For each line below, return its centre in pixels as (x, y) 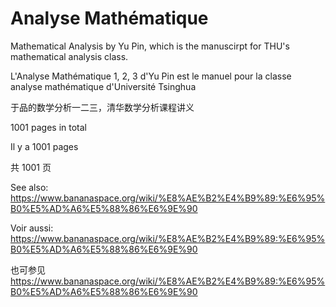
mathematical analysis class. (69, 56)
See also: (29, 187)
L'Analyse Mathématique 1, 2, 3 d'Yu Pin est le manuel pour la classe (151, 76)
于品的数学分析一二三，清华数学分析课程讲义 (102, 107)
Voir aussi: (32, 228)
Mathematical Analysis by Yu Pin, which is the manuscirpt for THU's (150, 46)
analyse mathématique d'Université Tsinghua (103, 86)
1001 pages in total (48, 127)
